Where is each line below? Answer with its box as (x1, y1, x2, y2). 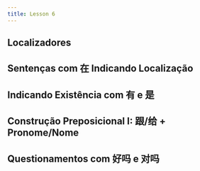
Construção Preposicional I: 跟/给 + (7, 115, 167, 128)
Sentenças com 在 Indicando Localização (7, 62, 194, 75)
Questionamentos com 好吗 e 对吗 (7, 153, 160, 165)
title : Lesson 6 (7, 10, 55, 18)
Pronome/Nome (7, 127, 79, 139)
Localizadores (7, 37, 72, 49)
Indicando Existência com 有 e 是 (7, 89, 155, 101)
